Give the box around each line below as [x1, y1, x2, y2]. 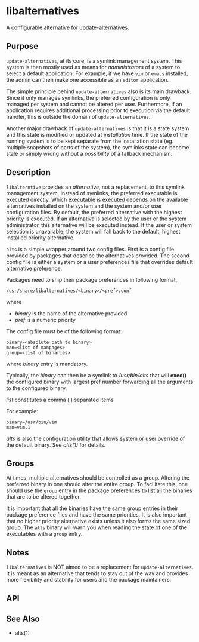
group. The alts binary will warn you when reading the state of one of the [6, 524, 188, 531]
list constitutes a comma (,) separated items [6, 396, 114, 403]
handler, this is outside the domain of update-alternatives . [6, 113, 151, 120]
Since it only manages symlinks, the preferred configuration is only [6, 94, 170, 101]
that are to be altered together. [6, 493, 82, 500]
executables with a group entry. [6, 530, 83, 537]
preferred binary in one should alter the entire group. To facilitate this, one [6, 481, 188, 488]
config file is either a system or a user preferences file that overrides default [6, 258, 194, 265]
